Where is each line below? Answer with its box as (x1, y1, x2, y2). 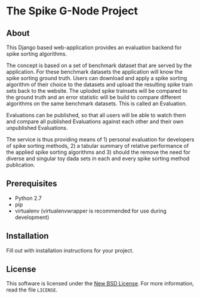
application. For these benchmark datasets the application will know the (6, 68, 183, 75)
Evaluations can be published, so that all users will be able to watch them (6, 112, 186, 118)
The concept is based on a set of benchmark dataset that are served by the (6, 62, 192, 69)
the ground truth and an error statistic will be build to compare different (6, 94, 181, 101)
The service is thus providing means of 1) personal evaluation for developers (6, 136, 195, 143)
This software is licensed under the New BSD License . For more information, (6, 280, 194, 287)
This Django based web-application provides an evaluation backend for (6, 44, 182, 51)
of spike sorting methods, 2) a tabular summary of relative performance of (6, 142, 189, 149)
